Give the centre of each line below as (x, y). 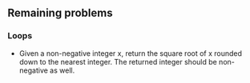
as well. (62, 70)
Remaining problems (60, 13)
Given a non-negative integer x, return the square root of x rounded (130, 53)
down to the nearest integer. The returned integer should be (118, 61)
